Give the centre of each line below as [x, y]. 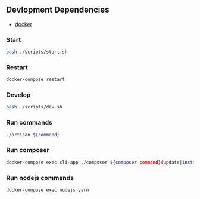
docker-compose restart [36, 80]
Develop [18, 95]
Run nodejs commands [40, 178]
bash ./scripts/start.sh [37, 52]
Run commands [29, 123]
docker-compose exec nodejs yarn [48, 190]
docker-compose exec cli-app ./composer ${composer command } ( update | [94, 162]
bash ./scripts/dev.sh [34, 107]
